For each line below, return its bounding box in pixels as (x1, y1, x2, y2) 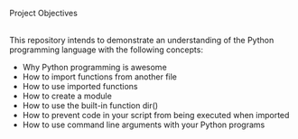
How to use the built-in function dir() (22, 100, 159, 111)
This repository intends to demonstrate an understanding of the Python (9, 35, 275, 45)
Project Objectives (9, 8, 79, 18)
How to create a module (22, 90, 113, 101)
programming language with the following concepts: (9, 44, 203, 55)
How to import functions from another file (22, 71, 178, 82)
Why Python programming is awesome (22, 62, 167, 72)
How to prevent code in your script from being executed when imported (22, 110, 290, 120)
